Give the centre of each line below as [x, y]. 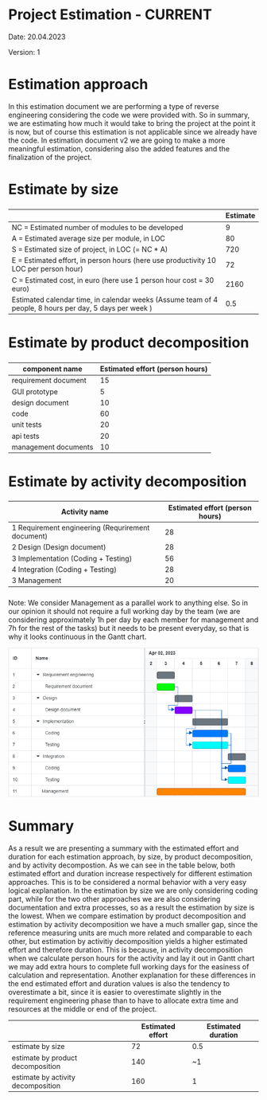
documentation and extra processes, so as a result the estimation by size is [132, 907]
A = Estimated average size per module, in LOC [88, 238]
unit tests [27, 425]
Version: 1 [24, 52]
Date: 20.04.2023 [37, 37]
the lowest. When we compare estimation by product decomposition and [127, 916]
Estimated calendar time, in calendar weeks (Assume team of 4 [115, 299]
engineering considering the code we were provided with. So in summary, [129, 115]
